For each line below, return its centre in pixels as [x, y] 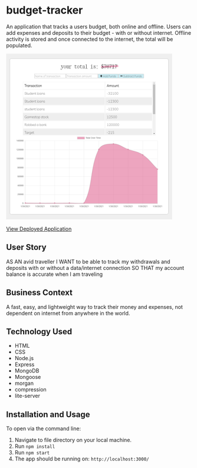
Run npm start [32, 453]
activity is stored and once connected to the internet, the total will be [90, 39]
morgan [24, 383]
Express [24, 365]
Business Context [39, 293]
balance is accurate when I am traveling [55, 274]
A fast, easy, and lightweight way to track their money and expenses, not [94, 306]
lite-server [27, 396]
